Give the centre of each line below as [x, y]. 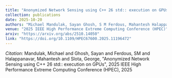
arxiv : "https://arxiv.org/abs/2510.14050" [52, 34]
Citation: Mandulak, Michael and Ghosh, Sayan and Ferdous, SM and [78, 53]
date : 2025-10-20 [24, 19]
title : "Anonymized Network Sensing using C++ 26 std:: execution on [81, 10]
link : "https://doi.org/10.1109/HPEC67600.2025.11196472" [68, 39]
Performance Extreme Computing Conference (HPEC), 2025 [69, 69]
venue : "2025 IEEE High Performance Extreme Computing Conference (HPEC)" [87, 29]
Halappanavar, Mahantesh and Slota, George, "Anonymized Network [78, 59]
